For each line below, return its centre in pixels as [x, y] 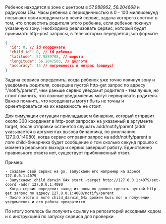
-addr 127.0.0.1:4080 [41, 185]
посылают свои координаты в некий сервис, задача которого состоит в [81, 18]
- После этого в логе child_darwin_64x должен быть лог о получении [77, 198]
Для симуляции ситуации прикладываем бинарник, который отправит [80, 116]
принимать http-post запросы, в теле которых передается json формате [82, 34]
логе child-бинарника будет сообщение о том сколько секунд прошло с [81, 142]
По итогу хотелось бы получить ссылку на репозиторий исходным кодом [83, 211]
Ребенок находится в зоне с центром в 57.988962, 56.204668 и [72, 7]
